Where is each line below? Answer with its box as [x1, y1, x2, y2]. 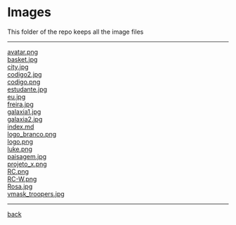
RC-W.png [7, 174, 37, 183]
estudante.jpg [7, 85, 48, 94]
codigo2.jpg [7, 70, 42, 78]
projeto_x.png [7, 160, 47, 168]
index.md [7, 122, 34, 131]
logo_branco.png [7, 129, 57, 138]
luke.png [7, 145, 33, 153]
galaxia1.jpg [7, 107, 41, 116]
